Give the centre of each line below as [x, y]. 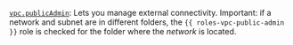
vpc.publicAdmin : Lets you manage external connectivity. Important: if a [140, 13]
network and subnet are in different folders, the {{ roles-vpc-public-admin [147, 22]
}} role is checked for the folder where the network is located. [123, 31]
